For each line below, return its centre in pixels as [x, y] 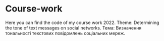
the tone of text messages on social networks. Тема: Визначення [73, 27]
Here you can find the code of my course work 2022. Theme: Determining [82, 22]
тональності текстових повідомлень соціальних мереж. [65, 33]
